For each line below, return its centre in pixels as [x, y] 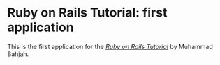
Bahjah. [18, 54]
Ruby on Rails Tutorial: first [87, 13]
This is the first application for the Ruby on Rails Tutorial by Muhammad [110, 46]
